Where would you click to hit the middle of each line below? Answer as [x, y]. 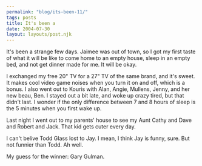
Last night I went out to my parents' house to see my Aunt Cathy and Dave [99, 120]
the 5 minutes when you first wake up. [54, 108]
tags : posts [21, 18]
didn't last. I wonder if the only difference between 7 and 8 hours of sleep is [101, 102]
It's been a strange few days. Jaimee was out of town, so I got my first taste [101, 51]
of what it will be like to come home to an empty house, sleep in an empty [98, 58]
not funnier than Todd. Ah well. [45, 145]
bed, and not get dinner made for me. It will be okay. [72, 65]
